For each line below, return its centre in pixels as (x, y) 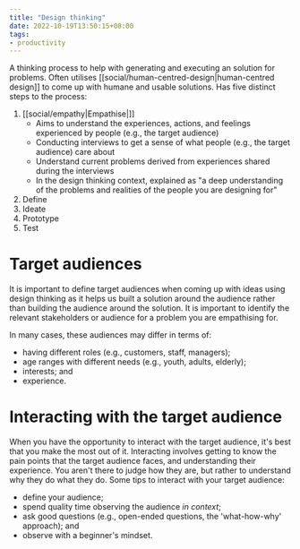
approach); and (51, 526)
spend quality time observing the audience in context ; (122, 507)
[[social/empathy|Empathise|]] (78, 114)
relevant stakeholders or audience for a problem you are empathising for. (144, 318)
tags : (19, 34)
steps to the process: (48, 97)
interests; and (47, 372)
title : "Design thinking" (57, 17)
